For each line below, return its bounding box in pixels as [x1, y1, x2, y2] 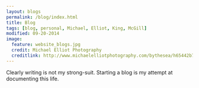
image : [6, 36, 23, 42]
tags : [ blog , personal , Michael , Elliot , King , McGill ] [6, 25, 147, 31]
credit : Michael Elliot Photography [11, 47, 102, 53]
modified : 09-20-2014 [6, 31, 60, 37]
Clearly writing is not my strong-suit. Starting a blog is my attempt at [6, 69, 173, 76]
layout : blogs [6, 8, 41, 15]
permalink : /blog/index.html [6, 14, 78, 20]
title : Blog [6, 19, 36, 25]
